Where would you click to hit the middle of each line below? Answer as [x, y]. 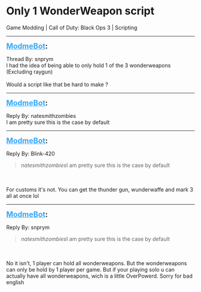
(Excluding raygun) [30, 72]
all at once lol [22, 196]
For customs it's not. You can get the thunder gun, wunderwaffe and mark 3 [100, 189]
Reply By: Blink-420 [31, 153]
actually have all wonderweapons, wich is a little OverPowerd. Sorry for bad [99, 276]
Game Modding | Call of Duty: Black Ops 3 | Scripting [72, 28]
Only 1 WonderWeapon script [80, 11]
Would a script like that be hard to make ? [57, 84]
